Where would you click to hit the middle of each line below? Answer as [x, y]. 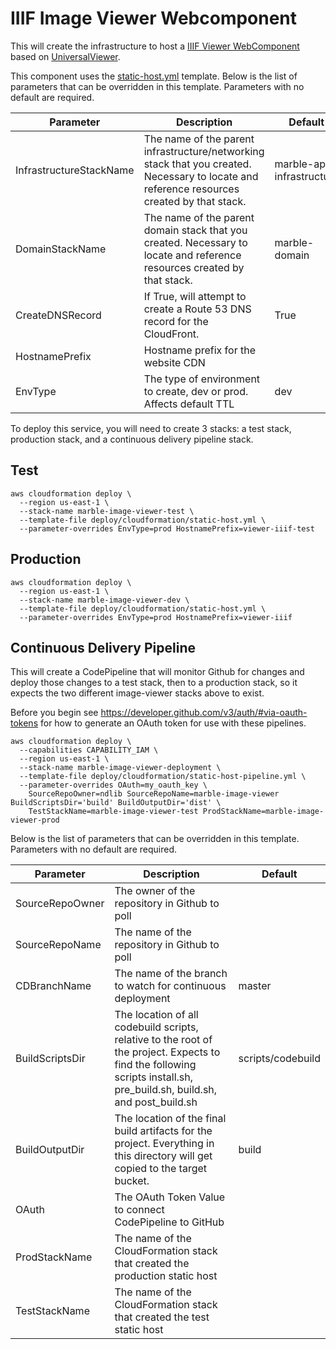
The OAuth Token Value [170, 1197]
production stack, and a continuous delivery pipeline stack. [132, 439]
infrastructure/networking [204, 151]
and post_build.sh [156, 1102]
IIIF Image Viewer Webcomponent [154, 18]
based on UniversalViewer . [65, 56]
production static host [166, 1276]
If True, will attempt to [195, 296]
